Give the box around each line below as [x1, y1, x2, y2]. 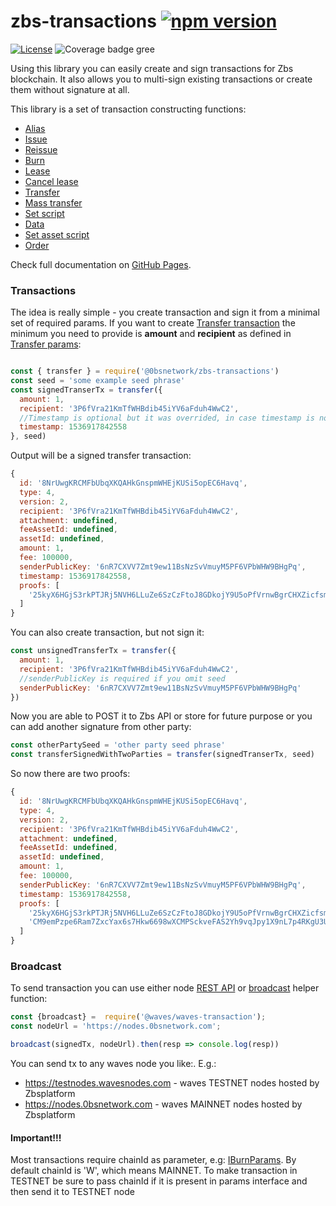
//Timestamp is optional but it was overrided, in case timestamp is [19, 413, 315, 423]
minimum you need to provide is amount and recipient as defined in [10, 328, 292, 340]
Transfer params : [10, 338, 82, 350]
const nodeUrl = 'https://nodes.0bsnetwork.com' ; [10, 1021, 222, 1032]
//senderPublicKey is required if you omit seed [19, 673, 226, 684]
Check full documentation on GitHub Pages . [10, 258, 192, 270]
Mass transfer [24, 196, 83, 209]
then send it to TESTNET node [10, 1186, 135, 1198]
